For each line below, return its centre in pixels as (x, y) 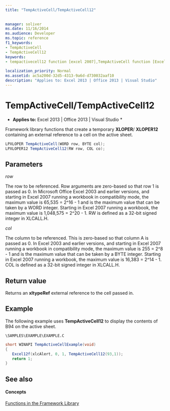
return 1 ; (22, 359)
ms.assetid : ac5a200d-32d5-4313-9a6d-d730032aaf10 (60, 76)
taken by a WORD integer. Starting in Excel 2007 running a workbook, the (82, 208)
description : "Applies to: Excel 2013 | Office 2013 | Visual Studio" (81, 80)
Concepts (16, 392)
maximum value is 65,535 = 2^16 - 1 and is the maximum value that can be (83, 202)
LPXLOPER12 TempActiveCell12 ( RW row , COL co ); (55, 149)
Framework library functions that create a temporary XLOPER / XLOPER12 (82, 129)
